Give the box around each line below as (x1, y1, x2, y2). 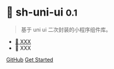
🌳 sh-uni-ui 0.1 (6, 5, 78, 19)
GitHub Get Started (6, 56, 53, 63)
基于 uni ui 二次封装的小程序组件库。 (20, 26, 112, 33)
